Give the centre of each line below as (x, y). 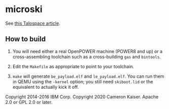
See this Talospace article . (33, 23)
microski (24, 9)
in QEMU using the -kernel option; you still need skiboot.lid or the (83, 81)
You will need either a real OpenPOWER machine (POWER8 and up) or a (88, 51)
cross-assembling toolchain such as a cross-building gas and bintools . (87, 57)
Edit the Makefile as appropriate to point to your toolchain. (73, 66)
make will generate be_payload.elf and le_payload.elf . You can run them (88, 76)
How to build (26, 39)
